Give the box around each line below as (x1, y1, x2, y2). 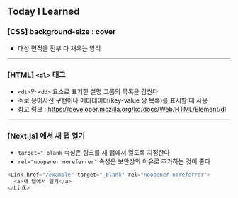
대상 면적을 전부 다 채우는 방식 (17, 44, 101, 52)
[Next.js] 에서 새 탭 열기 (7, 131, 85, 141)
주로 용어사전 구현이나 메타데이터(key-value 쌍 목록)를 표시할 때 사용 (17, 95, 208, 105)
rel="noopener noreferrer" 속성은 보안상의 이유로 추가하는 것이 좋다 (17, 157, 211, 165)
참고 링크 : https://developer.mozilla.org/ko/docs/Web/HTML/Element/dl (17, 105, 227, 113)
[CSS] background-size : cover (7, 27, 116, 37)
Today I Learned (7, 6, 80, 18)
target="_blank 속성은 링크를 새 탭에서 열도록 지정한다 (17, 148, 170, 157)
